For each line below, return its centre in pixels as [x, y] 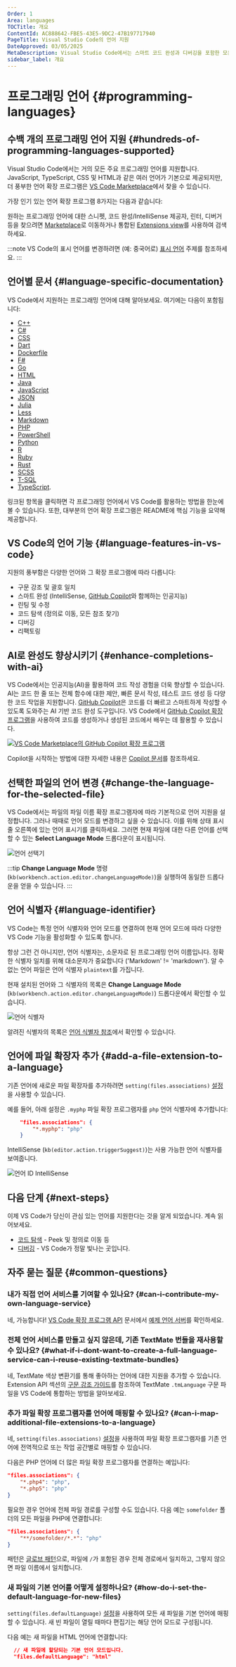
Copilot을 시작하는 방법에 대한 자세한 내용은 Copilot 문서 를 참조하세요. [104, 759]
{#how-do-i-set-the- [170, 1588]
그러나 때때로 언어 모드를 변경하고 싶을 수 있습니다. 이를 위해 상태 [122, 821]
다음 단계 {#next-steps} [59, 1197]
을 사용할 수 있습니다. [36, 1094]
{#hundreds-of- [164, 139]
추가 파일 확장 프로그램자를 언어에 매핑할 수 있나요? [88, 1413]
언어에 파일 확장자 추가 [53, 1056]
